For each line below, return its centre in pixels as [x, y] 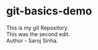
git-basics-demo [49, 11]
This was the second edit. [38, 34]
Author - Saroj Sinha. [32, 40]
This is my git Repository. [38, 28]
